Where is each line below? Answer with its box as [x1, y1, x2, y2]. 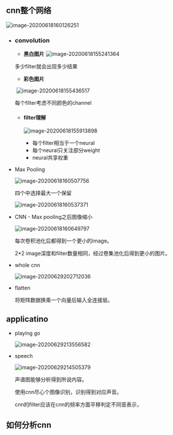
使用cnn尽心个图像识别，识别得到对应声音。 [14, 388, 122, 396]
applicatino [6, 314, 49, 324]
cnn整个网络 [6, 5, 52, 16]
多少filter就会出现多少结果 [14, 63, 78, 70]
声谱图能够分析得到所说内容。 [14, 376, 87, 383]
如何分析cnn [6, 420, 52, 430]
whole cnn [14, 261, 40, 269]
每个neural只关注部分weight [32, 147, 100, 154]
